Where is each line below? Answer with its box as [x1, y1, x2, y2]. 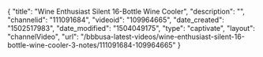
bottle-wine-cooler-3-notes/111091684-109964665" [7, 40, 176, 50]
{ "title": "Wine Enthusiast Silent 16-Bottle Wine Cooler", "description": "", [7, 7, 246, 16]
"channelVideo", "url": [7, 32, 80, 41]
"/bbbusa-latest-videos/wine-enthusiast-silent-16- [81, 32, 246, 41]
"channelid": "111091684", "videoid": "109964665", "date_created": [7, 15, 224, 25]
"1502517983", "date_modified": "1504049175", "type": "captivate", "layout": [7, 24, 256, 32]
